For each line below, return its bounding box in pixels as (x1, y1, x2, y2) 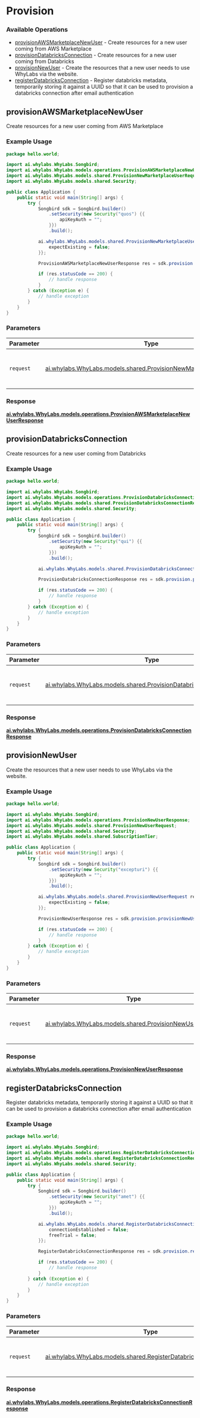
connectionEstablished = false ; (48, 1226, 129, 1233)
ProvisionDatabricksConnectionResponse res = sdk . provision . (37, 576, 193, 583)
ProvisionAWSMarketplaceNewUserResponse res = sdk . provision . (37, 260, 196, 266)
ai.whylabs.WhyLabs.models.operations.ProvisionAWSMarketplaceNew (6, 411, 190, 418)
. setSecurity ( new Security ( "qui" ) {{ (48, 539, 143, 545)
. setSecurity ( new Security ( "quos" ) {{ (48, 211, 145, 217)
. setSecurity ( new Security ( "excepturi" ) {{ (48, 866, 159, 873)
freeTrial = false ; (48, 1232, 97, 1238)
